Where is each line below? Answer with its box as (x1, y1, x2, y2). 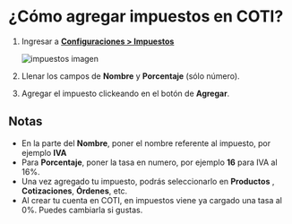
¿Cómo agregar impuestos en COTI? (8, 6, 284, 27)
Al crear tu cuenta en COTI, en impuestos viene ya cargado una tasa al (21, 194, 283, 205)
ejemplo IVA (21, 147, 67, 158)
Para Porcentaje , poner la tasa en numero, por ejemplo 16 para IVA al (21, 157, 279, 168)
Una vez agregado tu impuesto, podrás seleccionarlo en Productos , (21, 176, 275, 186)
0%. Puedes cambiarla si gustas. (21, 204, 143, 215)
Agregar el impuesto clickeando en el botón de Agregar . (21, 88, 230, 99)
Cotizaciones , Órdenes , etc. (21, 185, 128, 196)
